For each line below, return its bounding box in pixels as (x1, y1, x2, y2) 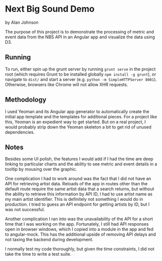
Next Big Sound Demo (5, 3, 95, 15)
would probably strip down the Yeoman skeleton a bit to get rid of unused (5, 124, 151, 130)
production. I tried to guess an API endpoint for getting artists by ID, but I (5, 201, 150, 207)
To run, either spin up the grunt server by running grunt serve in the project (5, 66, 156, 72)
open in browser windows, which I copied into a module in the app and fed (5, 227, 154, 232)
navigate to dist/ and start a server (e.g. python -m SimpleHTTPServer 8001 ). (5, 76, 157, 82)
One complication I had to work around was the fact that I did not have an (5, 176, 151, 181)
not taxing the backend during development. (5, 237, 93, 243)
